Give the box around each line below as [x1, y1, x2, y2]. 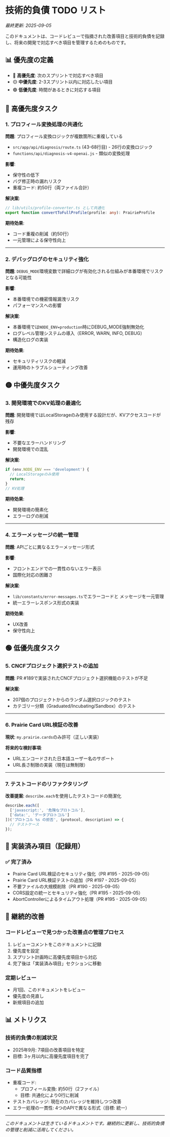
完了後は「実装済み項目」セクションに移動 [12, 960, 102, 966]
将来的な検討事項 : [5, 744, 42, 750]
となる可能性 [5, 275, 32, 281]
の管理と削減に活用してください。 [5, 1127, 76, 1133]
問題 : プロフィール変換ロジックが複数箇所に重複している [5, 133, 123, 139]
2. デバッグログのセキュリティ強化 [5, 256, 89, 263]
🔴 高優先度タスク [5, 104, 58, 113]
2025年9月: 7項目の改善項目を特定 [12, 1047, 85, 1053]
